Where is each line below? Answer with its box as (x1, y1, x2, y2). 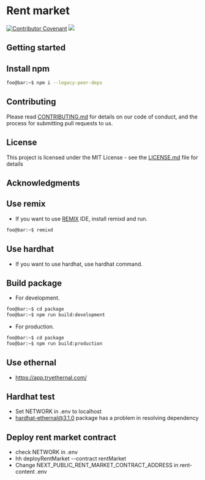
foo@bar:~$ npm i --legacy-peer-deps (6, 80, 103, 86)
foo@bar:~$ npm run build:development (6, 312, 105, 318)
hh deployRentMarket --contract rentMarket (15, 455, 127, 462)
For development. (15, 294, 60, 301)
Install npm (6, 63, 50, 74)
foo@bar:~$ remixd (6, 226, 53, 233)
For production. (15, 323, 54, 330)
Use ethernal (6, 357, 57, 368)
